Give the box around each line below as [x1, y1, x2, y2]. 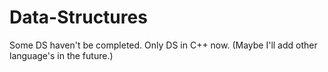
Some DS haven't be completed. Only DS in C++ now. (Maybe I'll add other [9, 39, 318, 51]
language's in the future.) [9, 49, 114, 61]
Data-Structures [9, 6, 148, 29]
